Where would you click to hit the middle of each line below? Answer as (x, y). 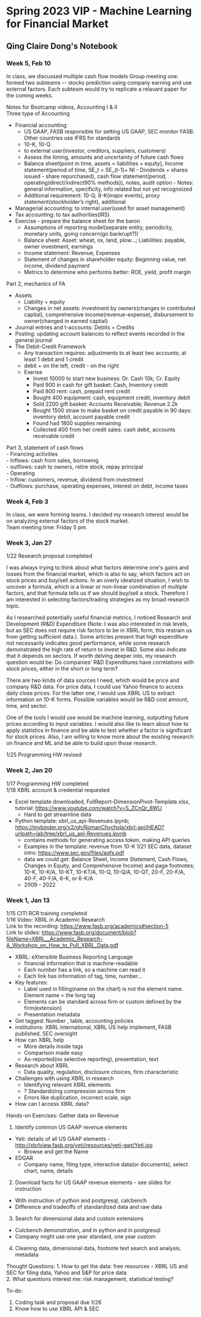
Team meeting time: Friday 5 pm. (47, 527)
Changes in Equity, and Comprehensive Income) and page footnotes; (109, 865)
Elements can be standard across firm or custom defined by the (103, 1002)
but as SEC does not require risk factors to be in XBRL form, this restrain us (99, 630)
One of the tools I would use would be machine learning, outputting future (97, 717)
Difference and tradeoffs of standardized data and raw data (88, 1207)
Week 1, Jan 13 (28, 900)
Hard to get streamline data (58, 814)
